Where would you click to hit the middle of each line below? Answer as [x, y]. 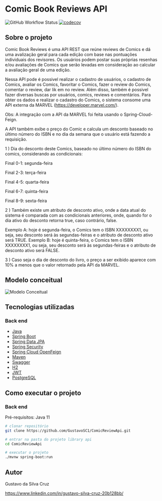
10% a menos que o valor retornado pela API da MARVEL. [62, 265]
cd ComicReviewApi [23, 444]
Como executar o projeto [43, 393]
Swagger [21, 362]
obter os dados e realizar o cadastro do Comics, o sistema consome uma [78, 100]
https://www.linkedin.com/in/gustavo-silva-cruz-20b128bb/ [64, 493]
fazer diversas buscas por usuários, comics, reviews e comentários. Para [78, 94]
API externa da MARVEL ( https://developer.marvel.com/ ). [62, 105]
